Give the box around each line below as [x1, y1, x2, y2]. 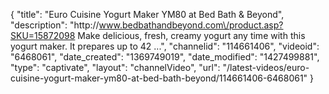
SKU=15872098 [10, 30, 76, 41]
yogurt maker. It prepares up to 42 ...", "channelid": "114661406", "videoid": [10, 40, 320, 52]
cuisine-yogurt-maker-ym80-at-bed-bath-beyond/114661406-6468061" [10, 72, 308, 84]
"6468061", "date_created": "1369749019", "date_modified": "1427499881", [10, 51, 320, 63]
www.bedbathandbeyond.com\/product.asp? [98, 19, 284, 31]
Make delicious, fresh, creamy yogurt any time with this [77, 30, 306, 41]
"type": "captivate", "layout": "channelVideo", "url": [10, 62, 221, 73]
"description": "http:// [10, 19, 100, 31]
